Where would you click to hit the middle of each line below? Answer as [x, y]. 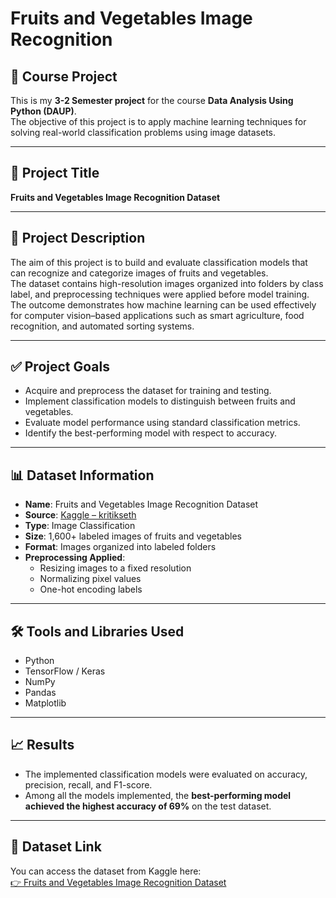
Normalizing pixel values [90, 579]
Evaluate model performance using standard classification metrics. [162, 423]
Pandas [40, 693]
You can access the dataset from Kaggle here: [106, 871]
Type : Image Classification [80, 526]
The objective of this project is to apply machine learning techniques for [158, 121]
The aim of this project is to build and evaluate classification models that [159, 262]
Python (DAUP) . [43, 111]
